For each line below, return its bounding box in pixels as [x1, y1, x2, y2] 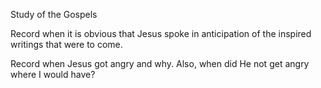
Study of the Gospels [10, 9, 98, 20]
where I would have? [10, 69, 96, 80]
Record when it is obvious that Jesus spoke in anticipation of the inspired [10, 28, 312, 39]
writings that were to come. [10, 39, 123, 50]
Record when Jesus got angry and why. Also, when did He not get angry [10, 58, 310, 69]
